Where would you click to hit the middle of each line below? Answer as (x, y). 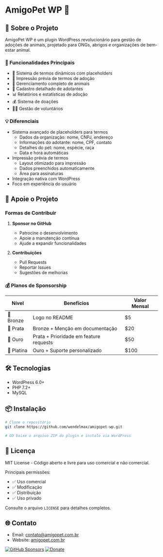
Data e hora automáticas (44, 153)
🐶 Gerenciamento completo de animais (51, 84)
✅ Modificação (27, 487)
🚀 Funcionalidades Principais (40, 62)
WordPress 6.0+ (28, 382)
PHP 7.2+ (21, 388)
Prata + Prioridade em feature (66, 336)
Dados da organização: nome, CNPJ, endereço (66, 137)
